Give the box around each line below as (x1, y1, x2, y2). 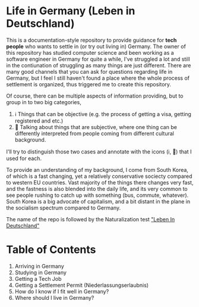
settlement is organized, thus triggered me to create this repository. (6, 80, 171, 87)
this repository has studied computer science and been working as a (6, 49, 174, 56)
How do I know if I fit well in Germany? (14, 287, 109, 295)
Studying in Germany (14, 269, 67, 276)
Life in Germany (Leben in (6, 4, 135, 18)
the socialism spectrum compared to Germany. (6, 204, 121, 211)
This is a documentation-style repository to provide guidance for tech (6, 36, 177, 43)
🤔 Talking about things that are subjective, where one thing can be (14, 123, 177, 130)
